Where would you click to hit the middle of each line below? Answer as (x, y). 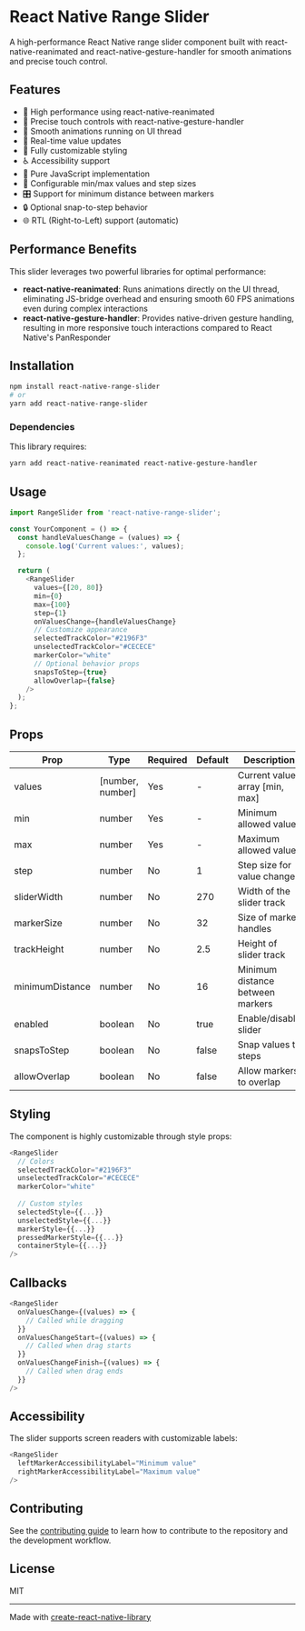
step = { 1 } (50, 613)
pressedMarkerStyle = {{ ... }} (71, 1237)
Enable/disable (269, 1018)
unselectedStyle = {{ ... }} (64, 1220)
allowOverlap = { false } (74, 680)
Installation (42, 365)
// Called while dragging (75, 1320)
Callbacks (39, 1282)
